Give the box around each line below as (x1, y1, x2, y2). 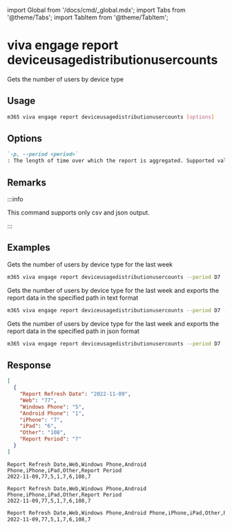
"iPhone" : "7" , (19, 416, 64, 423)
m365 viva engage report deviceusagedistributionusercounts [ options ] (7, 114, 215, 120)
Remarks (7, 177, 47, 188)
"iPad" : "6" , (19, 422, 57, 430)
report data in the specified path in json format (7, 327, 140, 335)
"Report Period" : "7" (19, 436, 81, 442)
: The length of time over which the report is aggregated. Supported (7, 157, 215, 165)
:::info (7, 195, 23, 203)
